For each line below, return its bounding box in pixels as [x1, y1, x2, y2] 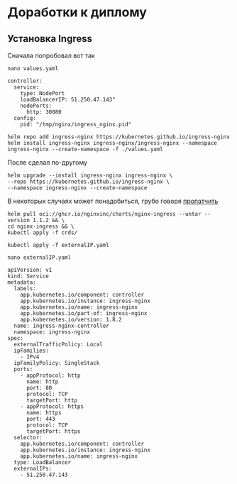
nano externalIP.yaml [7, 254, 72, 261]
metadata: [7, 279, 37, 286]
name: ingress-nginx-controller [13, 322, 110, 329]
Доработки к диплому [7, 4, 148, 21]
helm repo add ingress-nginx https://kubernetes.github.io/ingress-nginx [7, 133, 231, 141]
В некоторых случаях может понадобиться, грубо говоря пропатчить [7, 197, 219, 205]
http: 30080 [26, 109, 62, 116]
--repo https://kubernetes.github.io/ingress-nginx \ [7, 178, 170, 185]
